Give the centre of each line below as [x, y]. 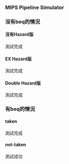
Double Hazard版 [23, 83]
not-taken [16, 145]
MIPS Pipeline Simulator [35, 7]
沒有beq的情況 [23, 21]
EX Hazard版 [19, 59]
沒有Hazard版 [19, 34]
